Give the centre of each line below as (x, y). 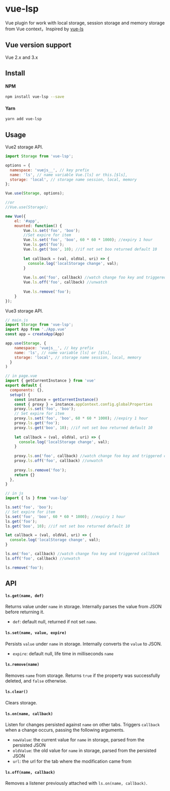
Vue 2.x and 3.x (22, 57)
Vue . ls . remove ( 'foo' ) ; (47, 292)
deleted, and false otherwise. (36, 681)
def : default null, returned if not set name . (55, 622)
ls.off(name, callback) (30, 772)
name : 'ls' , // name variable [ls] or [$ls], (63, 352)
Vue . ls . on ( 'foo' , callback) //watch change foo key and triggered (95, 278)
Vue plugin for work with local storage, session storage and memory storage (85, 23)
